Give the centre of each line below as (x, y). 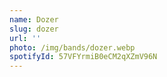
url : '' (25, 38)
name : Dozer (34, 19)
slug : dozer (34, 29)
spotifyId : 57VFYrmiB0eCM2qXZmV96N (83, 57)
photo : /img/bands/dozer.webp (72, 47)
